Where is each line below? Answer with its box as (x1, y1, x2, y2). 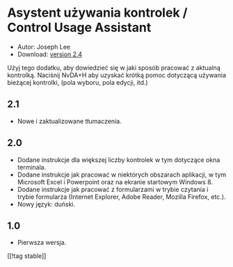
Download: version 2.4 (17, 50, 83, 58)
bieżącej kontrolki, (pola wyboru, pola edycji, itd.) (7, 78, 148, 86)
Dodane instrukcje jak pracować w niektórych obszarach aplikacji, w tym (17, 170, 227, 179)
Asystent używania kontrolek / (7, 5, 188, 21)
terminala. (17, 163, 47, 171)
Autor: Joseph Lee (17, 42, 71, 51)
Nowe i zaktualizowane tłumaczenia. (17, 117, 122, 125)
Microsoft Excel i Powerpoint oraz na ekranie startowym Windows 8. (17, 177, 214, 186)
